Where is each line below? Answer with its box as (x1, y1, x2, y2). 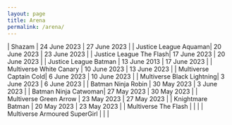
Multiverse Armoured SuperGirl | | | (7, 110, 109, 118)
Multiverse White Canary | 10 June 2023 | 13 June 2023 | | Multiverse (7, 65, 209, 74)
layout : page (7, 10, 46, 18)
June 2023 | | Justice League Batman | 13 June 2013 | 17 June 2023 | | (7, 58, 213, 66)
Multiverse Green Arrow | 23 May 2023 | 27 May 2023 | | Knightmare (7, 95, 208, 103)
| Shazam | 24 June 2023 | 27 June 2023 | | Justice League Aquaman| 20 (7, 43, 222, 51)
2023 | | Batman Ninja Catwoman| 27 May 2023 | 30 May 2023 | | (7, 87, 198, 96)
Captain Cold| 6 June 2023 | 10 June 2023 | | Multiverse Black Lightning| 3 (7, 72, 225, 81)
